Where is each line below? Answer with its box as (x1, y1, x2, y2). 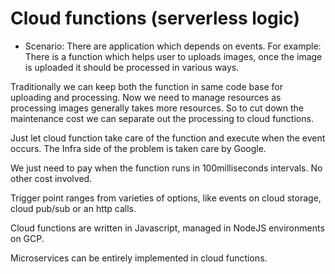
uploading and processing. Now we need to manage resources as (10, 91, 282, 103)
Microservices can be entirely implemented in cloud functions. (10, 252, 268, 264)
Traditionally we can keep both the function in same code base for (10, 80, 284, 92)
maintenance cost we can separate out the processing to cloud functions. (10, 112, 314, 124)
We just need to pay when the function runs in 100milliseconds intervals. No (10, 162, 323, 174)
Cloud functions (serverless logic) (10, 7, 300, 30)
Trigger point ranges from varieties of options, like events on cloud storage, (10, 192, 322, 204)
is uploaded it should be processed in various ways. (24, 61, 240, 73)
